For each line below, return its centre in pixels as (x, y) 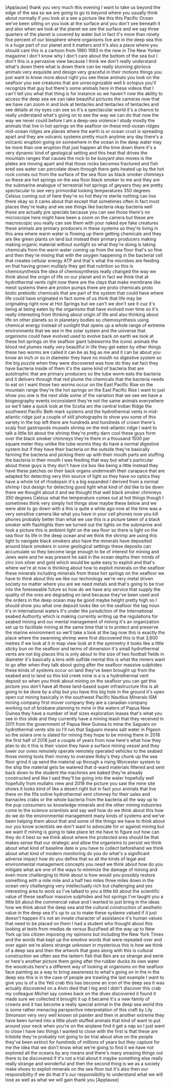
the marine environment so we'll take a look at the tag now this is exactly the (85, 633)
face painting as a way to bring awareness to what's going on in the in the (82, 972)
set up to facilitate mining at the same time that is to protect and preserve (82, 627)
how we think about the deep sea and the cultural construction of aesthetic (84, 907)
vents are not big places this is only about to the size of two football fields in (85, 654)
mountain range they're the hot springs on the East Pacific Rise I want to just (85, 390)
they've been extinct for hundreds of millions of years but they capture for (83, 1042)
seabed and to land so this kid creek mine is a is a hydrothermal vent (77, 676)
